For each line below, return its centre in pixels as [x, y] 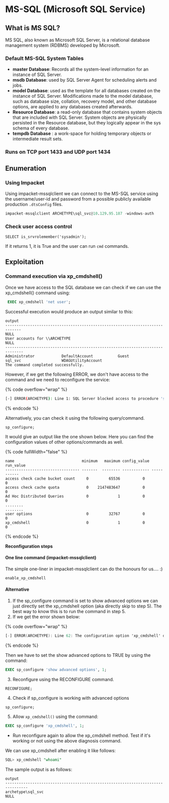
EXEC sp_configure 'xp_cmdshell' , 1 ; [45, 726]
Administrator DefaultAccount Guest [67, 356]
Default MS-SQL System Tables [45, 58]
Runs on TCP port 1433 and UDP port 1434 [58, 152]
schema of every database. [41, 128]
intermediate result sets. [37, 139]
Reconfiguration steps [29, 546]
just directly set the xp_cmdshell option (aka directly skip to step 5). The [87, 606]
